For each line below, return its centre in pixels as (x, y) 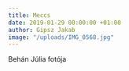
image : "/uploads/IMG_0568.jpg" (61, 37)
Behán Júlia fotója (37, 59)
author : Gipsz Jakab (42, 30)
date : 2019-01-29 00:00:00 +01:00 (65, 23)
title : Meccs (29, 15)
